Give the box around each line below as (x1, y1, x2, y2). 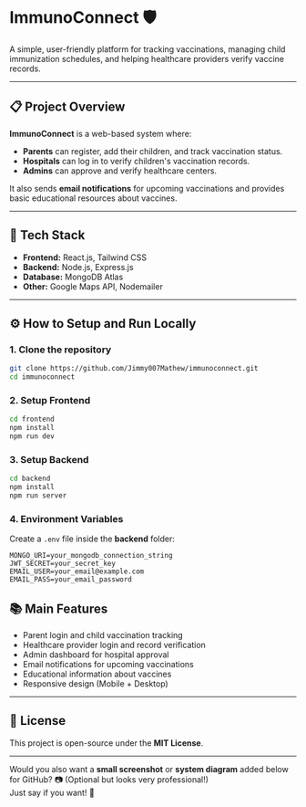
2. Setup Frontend (9, 393, 91, 406)
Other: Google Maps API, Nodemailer (22, 280, 164, 292)
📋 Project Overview (9, 100, 126, 115)
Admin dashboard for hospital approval (22, 649, 169, 660)
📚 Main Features (9, 601, 108, 616)
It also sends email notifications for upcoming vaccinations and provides (9, 183, 285, 194)
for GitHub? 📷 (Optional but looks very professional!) (9, 773, 209, 785)
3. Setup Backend (9, 453, 89, 466)
